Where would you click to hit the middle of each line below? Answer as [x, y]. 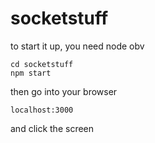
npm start [31, 73]
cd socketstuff [42, 64]
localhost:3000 [42, 110]
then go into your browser [64, 91]
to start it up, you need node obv [77, 46]
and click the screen [52, 128]
